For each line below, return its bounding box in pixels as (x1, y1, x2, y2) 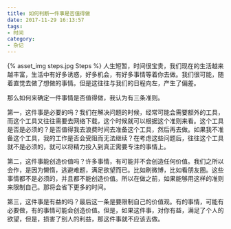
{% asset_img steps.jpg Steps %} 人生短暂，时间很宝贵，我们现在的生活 (7, 62, 212, 69)
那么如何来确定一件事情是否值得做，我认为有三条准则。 (7, 94, 164, 102)
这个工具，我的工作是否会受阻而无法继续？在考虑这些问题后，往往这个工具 (12, 134, 224, 142)
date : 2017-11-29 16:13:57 (7, 17, 85, 23)
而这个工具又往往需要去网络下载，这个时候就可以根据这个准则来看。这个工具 (7, 117, 224, 124)
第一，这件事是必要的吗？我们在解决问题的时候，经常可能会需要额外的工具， (7, 108, 224, 116)
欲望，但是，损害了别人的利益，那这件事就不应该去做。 (7, 215, 164, 223)
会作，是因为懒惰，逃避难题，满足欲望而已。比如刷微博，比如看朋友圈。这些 (7, 166, 224, 174)
